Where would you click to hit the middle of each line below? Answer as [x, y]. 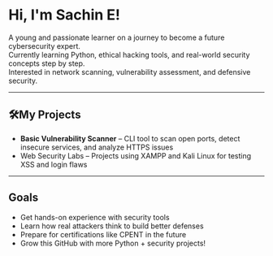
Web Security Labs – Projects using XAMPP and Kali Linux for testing [136, 155]
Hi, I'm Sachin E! [64, 15]
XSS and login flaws [54, 164]
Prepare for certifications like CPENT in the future [103, 234]
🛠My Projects [45, 115]
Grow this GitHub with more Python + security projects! [113, 243]
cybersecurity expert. [45, 46]
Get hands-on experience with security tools [95, 217]
